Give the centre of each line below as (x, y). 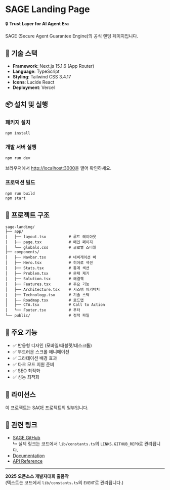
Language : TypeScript (36, 71)
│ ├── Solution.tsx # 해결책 (45, 279)
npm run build (20, 193)
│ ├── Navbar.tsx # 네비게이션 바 (51, 257)
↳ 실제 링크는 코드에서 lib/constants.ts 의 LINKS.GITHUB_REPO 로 (78, 443)
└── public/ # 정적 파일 (47, 316)
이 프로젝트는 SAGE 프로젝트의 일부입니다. (47, 408)
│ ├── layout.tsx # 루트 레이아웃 (51, 237)
